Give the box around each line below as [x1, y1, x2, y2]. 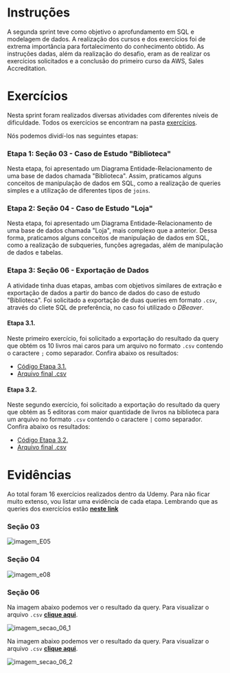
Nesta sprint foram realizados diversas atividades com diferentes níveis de [7, 111, 218, 119]
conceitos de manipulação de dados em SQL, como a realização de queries [7, 179, 221, 187]
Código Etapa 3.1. [16, 362, 67, 370]
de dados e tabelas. [7, 248, 63, 257]
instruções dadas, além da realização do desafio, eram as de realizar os [7, 50, 211, 58]
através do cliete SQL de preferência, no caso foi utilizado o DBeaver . [7, 303, 204, 311]
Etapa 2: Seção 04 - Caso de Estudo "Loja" [7, 204, 153, 213]
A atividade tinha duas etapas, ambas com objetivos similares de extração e [7, 281, 222, 290]
